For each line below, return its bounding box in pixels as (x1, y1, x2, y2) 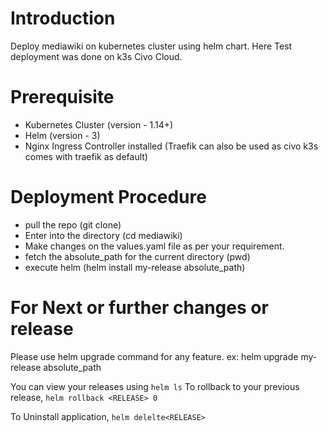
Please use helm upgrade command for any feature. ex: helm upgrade (10, 350, 299, 362)
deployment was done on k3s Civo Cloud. (10, 50, 183, 62)
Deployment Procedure (10, 186, 207, 209)
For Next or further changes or (10, 297, 269, 319)
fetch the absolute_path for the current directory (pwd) (24, 250, 251, 262)
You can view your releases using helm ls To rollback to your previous (10, 380, 300, 392)
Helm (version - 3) (24, 129, 101, 141)
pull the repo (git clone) (24, 218, 122, 231)
